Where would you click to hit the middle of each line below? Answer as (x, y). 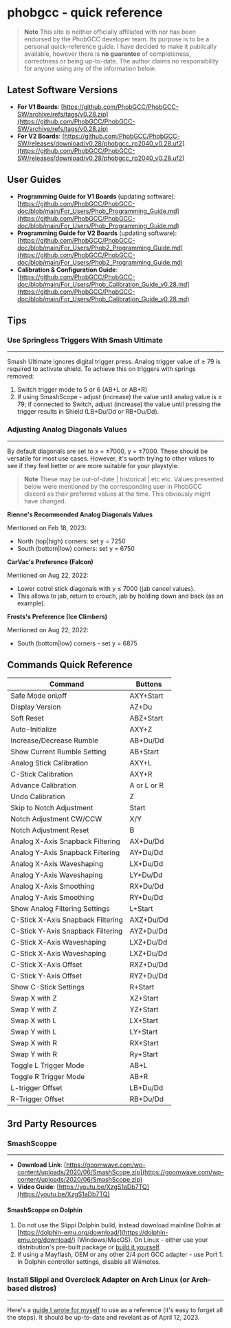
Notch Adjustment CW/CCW (56, 819)
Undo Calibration (38, 796)
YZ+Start (144, 1009)
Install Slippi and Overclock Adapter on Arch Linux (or (99, 1280)
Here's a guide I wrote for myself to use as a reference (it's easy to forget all (115, 1310)
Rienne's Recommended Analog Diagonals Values (80, 514)
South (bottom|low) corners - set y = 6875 (77, 643)
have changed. (45, 501)
